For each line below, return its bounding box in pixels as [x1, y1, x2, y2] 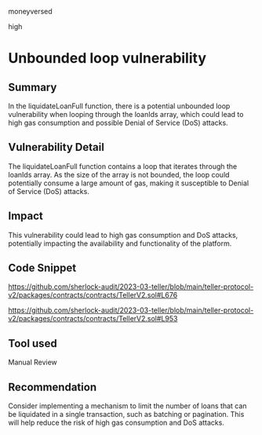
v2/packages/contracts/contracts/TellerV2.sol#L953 [8, 314, 178, 324]
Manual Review [8, 357, 57, 367]
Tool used [8, 337, 57, 350]
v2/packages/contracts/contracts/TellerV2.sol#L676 [8, 291, 178, 300]
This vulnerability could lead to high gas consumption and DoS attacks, [8, 230, 238, 239]
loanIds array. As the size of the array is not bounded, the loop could [8, 170, 230, 179]
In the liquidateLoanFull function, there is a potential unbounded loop [8, 101, 231, 111]
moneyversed [8, 7, 53, 16]
